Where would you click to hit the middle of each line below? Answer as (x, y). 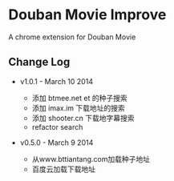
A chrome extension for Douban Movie (72, 37)
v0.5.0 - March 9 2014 (57, 143)
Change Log (39, 62)
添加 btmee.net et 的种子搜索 (79, 98)
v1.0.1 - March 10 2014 (57, 81)
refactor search (57, 127)
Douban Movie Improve (87, 15)
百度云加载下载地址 (64, 169)
